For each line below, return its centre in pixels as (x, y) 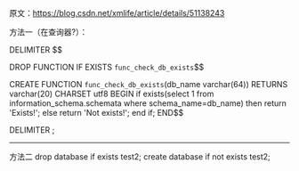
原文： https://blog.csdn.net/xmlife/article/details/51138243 (117, 13)
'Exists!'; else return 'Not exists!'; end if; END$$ (97, 113)
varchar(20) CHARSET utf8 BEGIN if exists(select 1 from (112, 94)
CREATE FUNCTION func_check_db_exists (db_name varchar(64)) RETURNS (149, 84)
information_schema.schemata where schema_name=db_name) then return (148, 103)
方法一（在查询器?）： (48, 32)
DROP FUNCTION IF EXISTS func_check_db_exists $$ (107, 67)
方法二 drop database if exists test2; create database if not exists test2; (140, 157)
